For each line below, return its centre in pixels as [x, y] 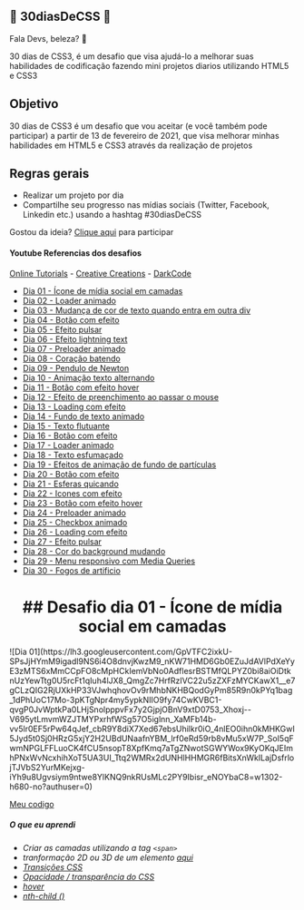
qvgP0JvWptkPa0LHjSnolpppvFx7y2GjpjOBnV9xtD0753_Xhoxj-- [131, 709]
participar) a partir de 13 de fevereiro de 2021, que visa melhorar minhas [144, 135]
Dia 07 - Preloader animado [74, 348]
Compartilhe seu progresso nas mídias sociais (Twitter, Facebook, [146, 205]
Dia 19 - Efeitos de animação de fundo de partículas [119, 465]
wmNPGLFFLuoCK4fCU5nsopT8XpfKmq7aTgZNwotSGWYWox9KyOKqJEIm [151, 748]
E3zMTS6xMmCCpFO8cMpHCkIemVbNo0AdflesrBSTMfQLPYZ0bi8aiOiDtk [151, 670]
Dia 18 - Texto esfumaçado [73, 455]
